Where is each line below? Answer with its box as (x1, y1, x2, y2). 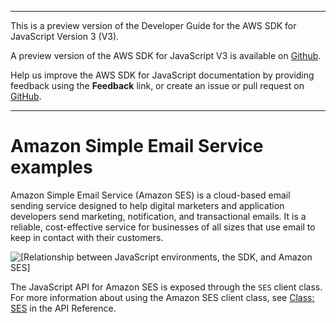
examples (10, 156, 93, 179)
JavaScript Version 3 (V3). (10, 31, 120, 42)
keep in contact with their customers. (10, 231, 164, 243)
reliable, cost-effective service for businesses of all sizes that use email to (10, 221, 316, 233)
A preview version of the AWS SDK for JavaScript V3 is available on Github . (10, 50, 322, 61)
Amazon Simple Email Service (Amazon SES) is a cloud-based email (10, 189, 291, 201)
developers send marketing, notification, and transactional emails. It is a (10, 210, 307, 222)
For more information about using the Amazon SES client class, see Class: (10, 291, 315, 303)
